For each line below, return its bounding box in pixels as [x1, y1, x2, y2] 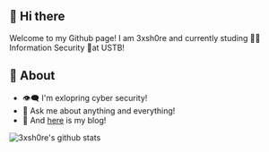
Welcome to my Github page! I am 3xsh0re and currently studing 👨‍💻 [9, 32, 261, 43]
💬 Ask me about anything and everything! [22, 105, 176, 116]
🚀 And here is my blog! [22, 114, 107, 125]
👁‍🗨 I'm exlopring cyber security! [22, 92, 148, 103]
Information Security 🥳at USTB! [9, 42, 126, 53]
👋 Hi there [9, 9, 65, 24]
